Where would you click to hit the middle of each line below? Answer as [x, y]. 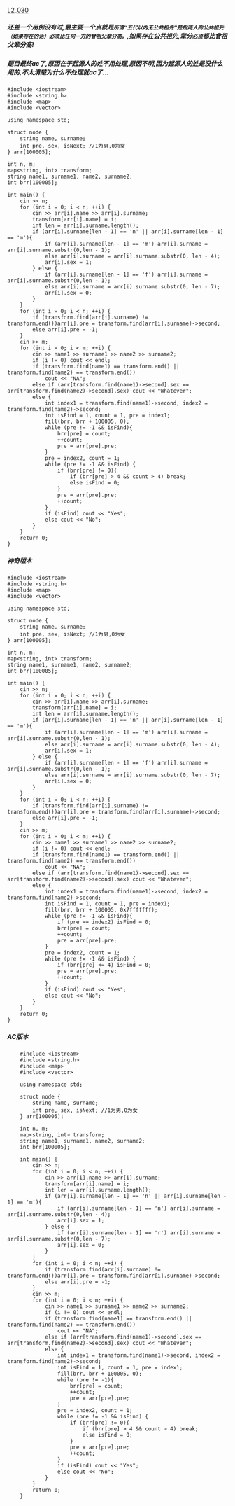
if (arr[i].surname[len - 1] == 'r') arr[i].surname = [138, 1233]
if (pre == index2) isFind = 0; [104, 922]
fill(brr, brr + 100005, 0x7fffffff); [101, 910]
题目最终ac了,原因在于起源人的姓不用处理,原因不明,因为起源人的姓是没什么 [115, 63]
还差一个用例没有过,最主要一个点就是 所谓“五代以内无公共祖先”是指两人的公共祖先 [115, 27]
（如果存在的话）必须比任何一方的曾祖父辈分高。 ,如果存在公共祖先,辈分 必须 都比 [111, 36]
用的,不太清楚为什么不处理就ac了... [58, 72]
